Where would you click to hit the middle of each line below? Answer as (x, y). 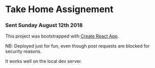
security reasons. (23, 51)
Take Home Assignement (59, 9)
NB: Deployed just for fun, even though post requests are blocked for (77, 46)
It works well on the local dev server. (44, 61)
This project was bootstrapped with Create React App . (62, 36)
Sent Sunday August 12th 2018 (44, 25)
